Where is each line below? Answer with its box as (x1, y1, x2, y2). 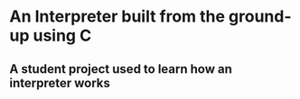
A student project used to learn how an (9, 61, 233, 76)
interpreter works (9, 75, 111, 91)
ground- (229, 6, 292, 27)
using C (33, 25, 92, 46)
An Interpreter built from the (9, 6, 226, 27)
